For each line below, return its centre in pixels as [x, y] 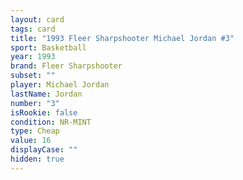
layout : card [37, 19]
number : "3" [35, 103]
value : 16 [31, 141]
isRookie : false [44, 112]
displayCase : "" [44, 150]
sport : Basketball [48, 47]
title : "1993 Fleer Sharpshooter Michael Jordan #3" [122, 38]
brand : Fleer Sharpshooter [66, 66]
